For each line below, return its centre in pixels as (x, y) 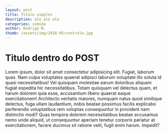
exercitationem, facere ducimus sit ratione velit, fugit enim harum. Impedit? (82, 125)
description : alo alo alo (32, 19)
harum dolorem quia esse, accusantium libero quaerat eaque (68, 93)
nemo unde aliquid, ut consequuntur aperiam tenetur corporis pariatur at (80, 120)
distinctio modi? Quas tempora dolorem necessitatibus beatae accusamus (81, 114)
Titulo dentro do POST (52, 58)
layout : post (19, 10)
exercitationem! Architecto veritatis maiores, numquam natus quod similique (83, 98)
